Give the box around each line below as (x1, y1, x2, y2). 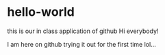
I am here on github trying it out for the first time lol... (7, 40, 156, 48)
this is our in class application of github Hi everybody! (7, 27, 159, 35)
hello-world (7, 4, 75, 20)
